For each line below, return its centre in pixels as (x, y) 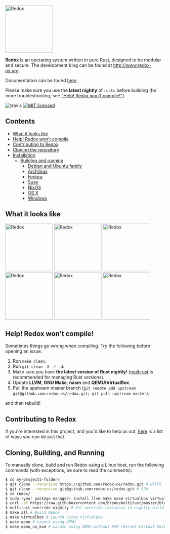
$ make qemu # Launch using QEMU (40, 522)
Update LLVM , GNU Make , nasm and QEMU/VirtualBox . (71, 383)
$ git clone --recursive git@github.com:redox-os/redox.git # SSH (77, 489)
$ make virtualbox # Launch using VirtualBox (54, 517)
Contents (20, 121)
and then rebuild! (23, 403)
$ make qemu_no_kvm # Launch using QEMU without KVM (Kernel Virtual (80, 526)
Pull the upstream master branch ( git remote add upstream (74, 388)
